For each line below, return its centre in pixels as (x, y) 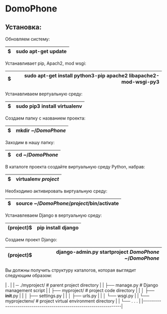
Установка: (23, 27)
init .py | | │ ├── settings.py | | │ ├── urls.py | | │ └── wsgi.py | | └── (77, 296)
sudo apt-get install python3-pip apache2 (76, 76)
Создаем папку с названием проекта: (45, 118)
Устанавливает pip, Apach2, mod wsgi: (46, 63)
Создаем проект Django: (31, 239)
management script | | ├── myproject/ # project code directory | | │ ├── (80, 290)
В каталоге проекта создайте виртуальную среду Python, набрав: (75, 167)
